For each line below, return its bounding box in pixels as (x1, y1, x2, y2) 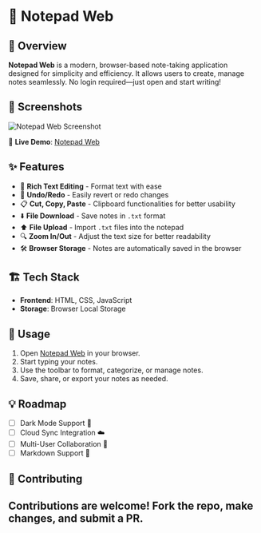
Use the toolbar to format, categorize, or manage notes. (19, 365, 204, 375)
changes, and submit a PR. (8, 511, 144, 526)
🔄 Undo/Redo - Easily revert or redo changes (19, 189, 169, 199)
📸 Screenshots (8, 100, 83, 114)
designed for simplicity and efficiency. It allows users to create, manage (8, 69, 245, 78)
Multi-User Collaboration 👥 (19, 440, 109, 449)
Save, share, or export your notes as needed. (19, 374, 169, 384)
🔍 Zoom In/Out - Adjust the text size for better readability (19, 231, 212, 241)
